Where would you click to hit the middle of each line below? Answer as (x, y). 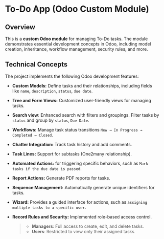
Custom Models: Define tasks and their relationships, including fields (82, 86)
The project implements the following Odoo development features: (72, 76)
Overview (20, 27)
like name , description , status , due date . (52, 91)
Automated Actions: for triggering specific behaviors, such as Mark (80, 163)
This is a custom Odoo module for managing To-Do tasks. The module (77, 39)
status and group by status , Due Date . (51, 120)
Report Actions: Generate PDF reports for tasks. (61, 178)
